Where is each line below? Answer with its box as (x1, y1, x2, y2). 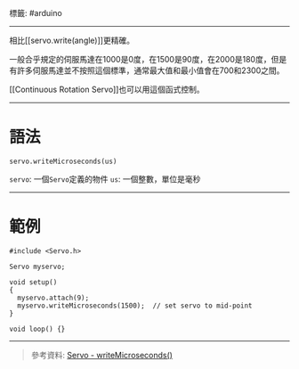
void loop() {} (9, 324, 66, 333)
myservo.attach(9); (17, 293, 90, 302)
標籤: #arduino (9, 8, 62, 18)
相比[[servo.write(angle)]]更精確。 (9, 35, 135, 45)
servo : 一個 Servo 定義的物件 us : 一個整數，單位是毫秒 (9, 173, 201, 184)
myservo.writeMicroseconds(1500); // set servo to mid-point (17, 301, 253, 310)
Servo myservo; (9, 262, 66, 271)
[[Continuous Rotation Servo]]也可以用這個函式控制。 (9, 84, 205, 94)
